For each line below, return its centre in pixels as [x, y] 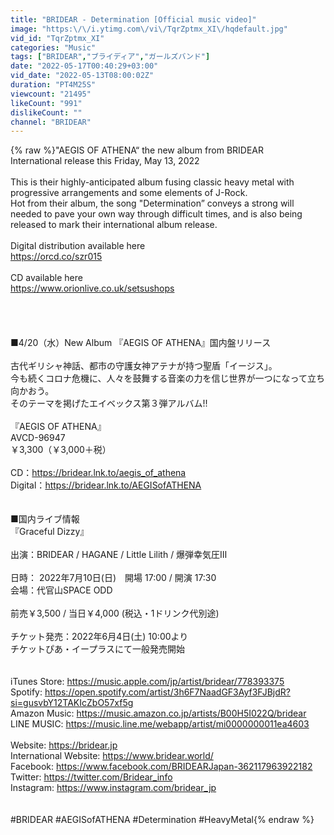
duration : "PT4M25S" [53, 85]
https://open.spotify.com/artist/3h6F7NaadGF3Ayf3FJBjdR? [167, 692]
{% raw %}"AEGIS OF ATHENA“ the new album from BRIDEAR [137, 150]
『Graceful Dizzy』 [50, 532]
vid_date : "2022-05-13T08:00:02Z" [82, 76]
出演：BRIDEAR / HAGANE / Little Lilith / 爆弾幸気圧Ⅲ [119, 555]
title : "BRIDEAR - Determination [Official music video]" [133, 19]
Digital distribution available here [78, 246]
